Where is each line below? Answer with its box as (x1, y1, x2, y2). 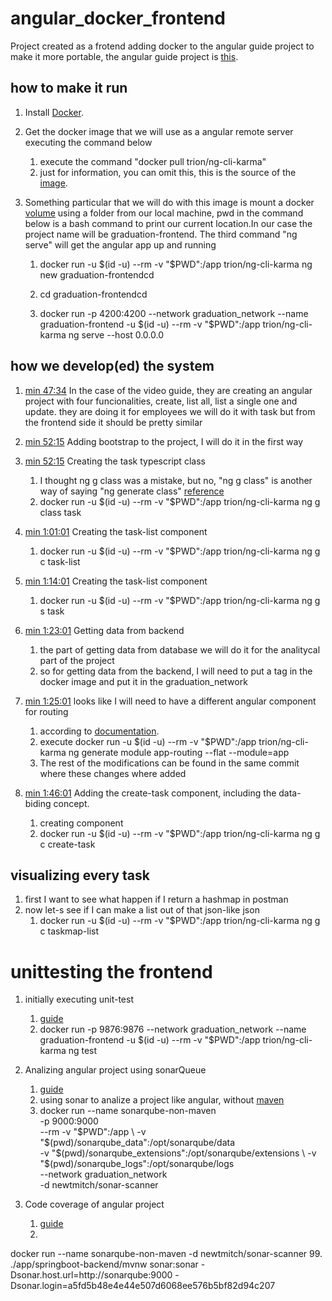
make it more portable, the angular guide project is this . (10, 50, 239, 62)
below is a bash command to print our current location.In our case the (24, 217, 313, 229)
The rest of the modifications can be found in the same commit (39, 757, 300, 769)
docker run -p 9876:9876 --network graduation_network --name (39, 1023, 307, 1036)
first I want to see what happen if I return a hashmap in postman (24, 893, 289, 906)
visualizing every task (10, 867, 151, 884)
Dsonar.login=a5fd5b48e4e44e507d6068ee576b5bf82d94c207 (10, 1280, 276, 1292)
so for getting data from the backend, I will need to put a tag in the (39, 665, 313, 677)
